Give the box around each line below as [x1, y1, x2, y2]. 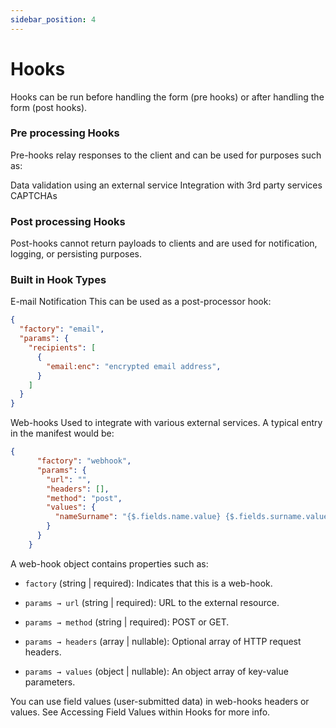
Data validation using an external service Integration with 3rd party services [10, 179, 323, 191]
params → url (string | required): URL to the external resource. [24, 596, 280, 608]
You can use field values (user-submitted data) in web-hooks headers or [10, 695, 310, 707]
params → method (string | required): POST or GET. [24, 616, 230, 628]
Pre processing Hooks [10, 126, 120, 140]
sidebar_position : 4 [10, 14, 97, 25]
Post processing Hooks [10, 214, 126, 228]
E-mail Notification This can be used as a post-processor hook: [10, 296, 272, 308]
